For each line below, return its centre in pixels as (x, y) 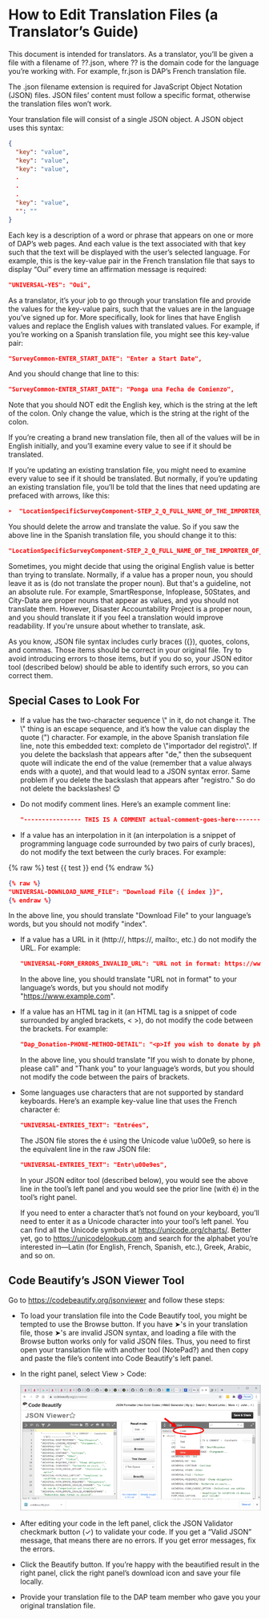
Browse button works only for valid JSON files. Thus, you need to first (135, 1341)
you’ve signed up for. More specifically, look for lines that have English (125, 317)
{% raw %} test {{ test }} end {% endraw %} (81, 868)
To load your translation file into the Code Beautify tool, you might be (133, 1315)
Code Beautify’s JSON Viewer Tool (96, 1281)
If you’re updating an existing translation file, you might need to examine (127, 470)
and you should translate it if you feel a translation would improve (116, 618)
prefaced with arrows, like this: (59, 496)
